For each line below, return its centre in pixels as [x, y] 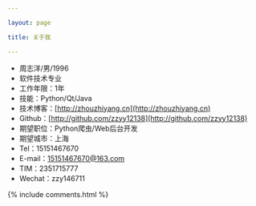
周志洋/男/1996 [44, 68]
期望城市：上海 [44, 138]
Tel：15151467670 [49, 148]
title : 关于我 [29, 37]
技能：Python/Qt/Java [56, 98]
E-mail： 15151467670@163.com [72, 158]
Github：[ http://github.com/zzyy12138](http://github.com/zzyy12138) [133, 118]
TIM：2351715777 [49, 168]
